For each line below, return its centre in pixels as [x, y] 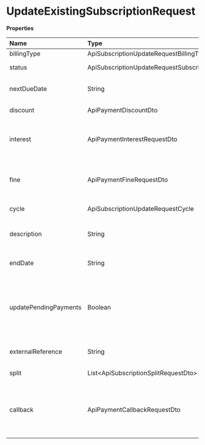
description [26, 234]
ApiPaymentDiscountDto [123, 110]
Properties [20, 28]
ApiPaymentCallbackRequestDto [134, 410]
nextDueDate [28, 89]
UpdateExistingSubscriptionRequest [101, 11]
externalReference [36, 351]
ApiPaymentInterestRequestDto [133, 139]
